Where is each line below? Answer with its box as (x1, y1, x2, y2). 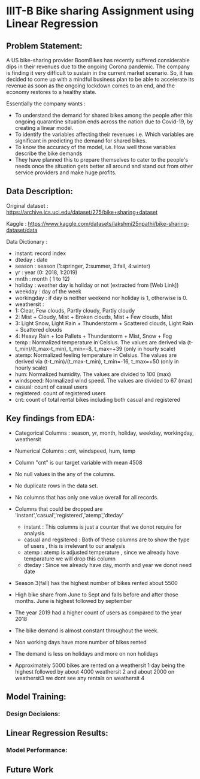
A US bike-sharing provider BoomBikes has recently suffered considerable (6, 57, 190, 63)
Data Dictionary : (6, 238, 48, 245)
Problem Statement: (6, 41, 83, 51)
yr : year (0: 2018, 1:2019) (14, 268, 78, 276)
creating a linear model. (14, 125, 74, 131)
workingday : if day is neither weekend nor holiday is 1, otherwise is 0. (14, 294, 188, 301)
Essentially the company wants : (6, 100, 86, 107)
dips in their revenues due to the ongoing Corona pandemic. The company (6, 63, 190, 70)
